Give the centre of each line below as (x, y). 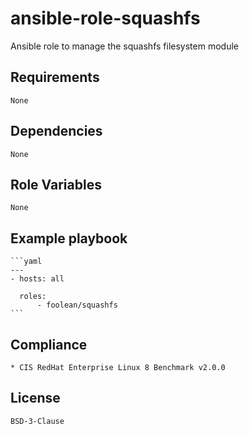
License (35, 398)
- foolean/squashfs (77, 305)
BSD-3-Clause (37, 421)
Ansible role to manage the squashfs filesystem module (124, 46)
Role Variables (56, 184)
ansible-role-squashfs (105, 18)
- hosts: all (37, 279)
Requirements (55, 77)
